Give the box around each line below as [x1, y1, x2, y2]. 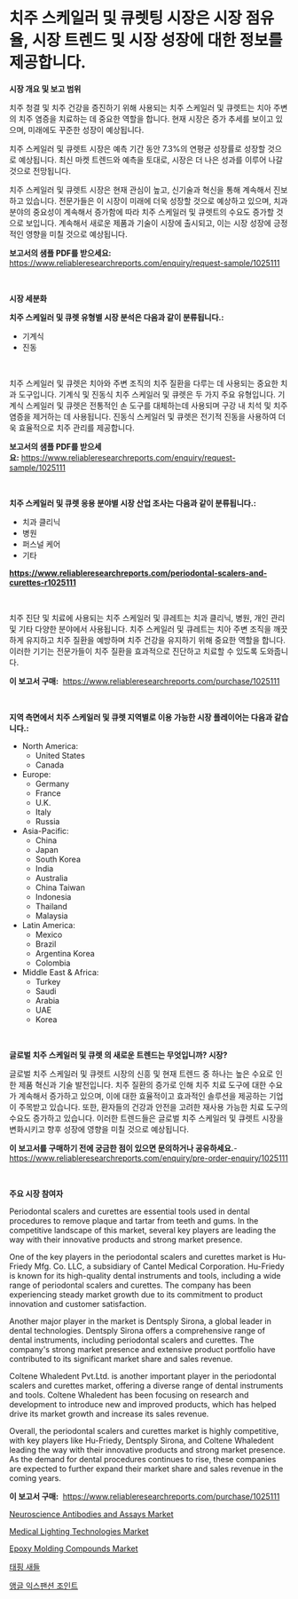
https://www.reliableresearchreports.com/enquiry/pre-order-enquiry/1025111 [9, 1153, 288, 1163]
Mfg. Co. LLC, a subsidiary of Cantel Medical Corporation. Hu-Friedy [34, 1261, 286, 1272]
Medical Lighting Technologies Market [9, 1525, 149, 1536]
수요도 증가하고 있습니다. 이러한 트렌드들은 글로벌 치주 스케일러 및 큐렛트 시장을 [9, 1113, 284, 1123]
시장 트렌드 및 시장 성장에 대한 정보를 [31, 30, 283, 51]
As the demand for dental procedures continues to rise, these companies [9, 1453, 277, 1464]
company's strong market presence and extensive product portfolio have [9, 1343, 277, 1354]
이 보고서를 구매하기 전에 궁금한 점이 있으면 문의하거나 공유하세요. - [9, 1142, 238, 1154]
